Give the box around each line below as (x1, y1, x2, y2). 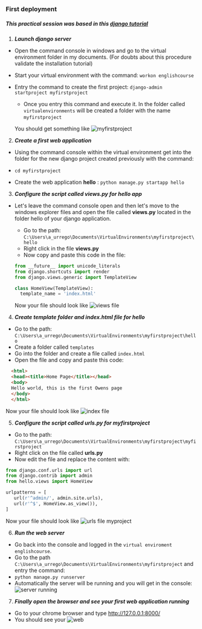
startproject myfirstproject (14, 90, 88, 96)
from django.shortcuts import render (14, 269, 110, 275)
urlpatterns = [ (5, 489, 47, 496)
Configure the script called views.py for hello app (14, 190, 143, 197)
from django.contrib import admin (5, 473, 93, 479)
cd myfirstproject (14, 167, 61, 174)
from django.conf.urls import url (5, 467, 93, 473)
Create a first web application (14, 136, 92, 144)
